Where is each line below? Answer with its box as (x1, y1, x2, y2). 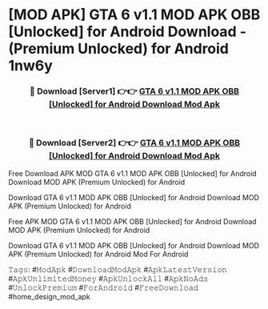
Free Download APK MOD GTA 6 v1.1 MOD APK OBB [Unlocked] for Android (8, 168, 258, 178)
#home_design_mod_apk (8, 291, 90, 301)
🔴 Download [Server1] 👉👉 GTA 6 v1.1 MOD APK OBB (29, 86, 240, 97)
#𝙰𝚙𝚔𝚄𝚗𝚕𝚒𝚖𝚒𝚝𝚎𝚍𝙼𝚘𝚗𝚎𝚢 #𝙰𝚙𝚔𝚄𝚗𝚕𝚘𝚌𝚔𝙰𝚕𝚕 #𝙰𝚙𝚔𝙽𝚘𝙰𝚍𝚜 (8, 274, 209, 283)
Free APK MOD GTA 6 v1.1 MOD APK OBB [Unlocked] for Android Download (8, 216, 258, 226)
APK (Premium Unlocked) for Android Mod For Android (8, 249, 189, 259)
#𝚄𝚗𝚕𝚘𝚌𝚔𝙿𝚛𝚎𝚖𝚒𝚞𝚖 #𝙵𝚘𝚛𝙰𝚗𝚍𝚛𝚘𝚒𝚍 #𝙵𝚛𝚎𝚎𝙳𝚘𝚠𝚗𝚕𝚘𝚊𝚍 (8, 283, 198, 292)
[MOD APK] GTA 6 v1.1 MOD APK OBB (8, 6, 261, 24)
